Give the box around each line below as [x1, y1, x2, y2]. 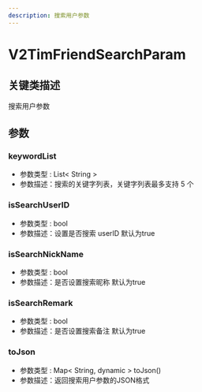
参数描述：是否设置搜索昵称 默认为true [19, 277, 146, 286]
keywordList [8, 151, 57, 162]
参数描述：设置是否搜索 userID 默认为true [19, 228, 155, 237]
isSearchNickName [8, 248, 84, 259]
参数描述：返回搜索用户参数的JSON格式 [19, 375, 150, 385]
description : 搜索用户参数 [8, 11, 90, 20]
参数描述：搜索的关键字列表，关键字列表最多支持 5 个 [19, 179, 194, 189]
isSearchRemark [8, 297, 73, 308]
